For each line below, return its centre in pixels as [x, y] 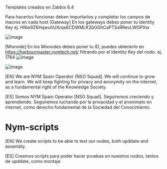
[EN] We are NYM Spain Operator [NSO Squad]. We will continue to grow [80, 76]
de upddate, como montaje [33, 161]
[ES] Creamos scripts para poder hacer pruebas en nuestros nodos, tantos [82, 156]
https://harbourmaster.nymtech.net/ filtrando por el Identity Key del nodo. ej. [84, 52]
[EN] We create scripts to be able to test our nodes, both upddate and [77, 141]
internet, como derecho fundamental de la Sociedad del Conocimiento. [78, 107]
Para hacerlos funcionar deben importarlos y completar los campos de [78, 17]
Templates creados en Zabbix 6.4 [40, 7]
